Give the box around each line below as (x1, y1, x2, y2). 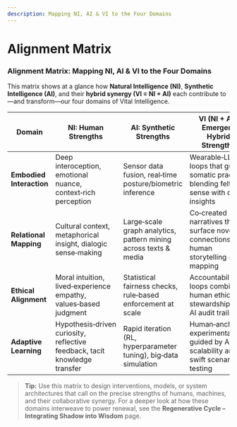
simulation (123, 359, 157, 369)
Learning (11, 346, 42, 356)
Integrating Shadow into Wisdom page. (24, 411, 142, 421)
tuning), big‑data (123, 351, 178, 361)
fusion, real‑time (123, 170, 178, 180)
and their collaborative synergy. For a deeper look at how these (24, 397, 209, 405)
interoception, (55, 161, 102, 171)
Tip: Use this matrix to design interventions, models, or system (24, 382, 208, 390)
